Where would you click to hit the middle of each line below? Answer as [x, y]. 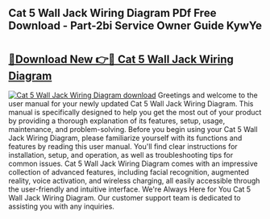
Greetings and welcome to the [208, 95]
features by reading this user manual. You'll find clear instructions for [123, 147]
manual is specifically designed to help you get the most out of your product [135, 112]
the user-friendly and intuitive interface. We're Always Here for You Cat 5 [130, 189]
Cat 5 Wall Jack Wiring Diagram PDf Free [112, 13]
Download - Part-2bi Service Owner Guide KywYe [135, 26]
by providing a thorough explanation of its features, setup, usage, [117, 121]
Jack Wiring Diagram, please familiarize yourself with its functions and [125, 138]
